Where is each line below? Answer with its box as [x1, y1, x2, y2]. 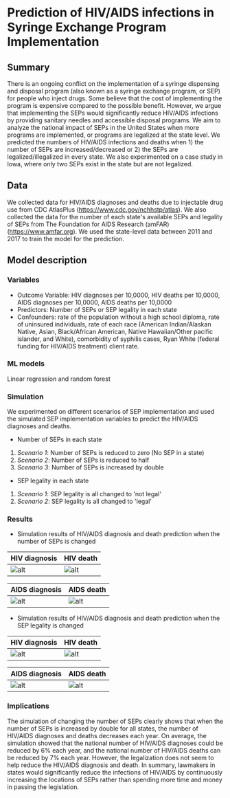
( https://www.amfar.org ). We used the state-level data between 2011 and [7, 227, 213, 235]
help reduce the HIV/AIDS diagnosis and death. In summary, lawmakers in [7, 761, 216, 769]
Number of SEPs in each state [16, 435, 102, 444]
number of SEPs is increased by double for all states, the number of [7, 724, 199, 733]
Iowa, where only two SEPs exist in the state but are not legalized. [7, 160, 194, 168]
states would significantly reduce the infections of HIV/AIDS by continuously [7, 768, 223, 776]
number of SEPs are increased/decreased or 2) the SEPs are [7, 146, 179, 153]
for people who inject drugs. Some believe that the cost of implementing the [7, 94, 222, 102]
